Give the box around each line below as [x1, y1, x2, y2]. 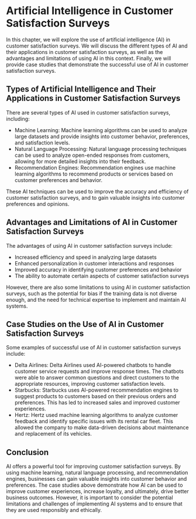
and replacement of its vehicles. [14, 430, 92, 437]
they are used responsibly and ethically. [6, 507, 102, 514]
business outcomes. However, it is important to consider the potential [6, 494, 174, 501]
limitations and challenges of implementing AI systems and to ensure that [6, 500, 183, 507]
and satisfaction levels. [14, 139, 70, 146]
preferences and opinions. [6, 200, 70, 207]
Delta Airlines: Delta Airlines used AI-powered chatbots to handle [14, 362, 171, 369]
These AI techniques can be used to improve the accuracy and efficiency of [6, 188, 189, 195]
